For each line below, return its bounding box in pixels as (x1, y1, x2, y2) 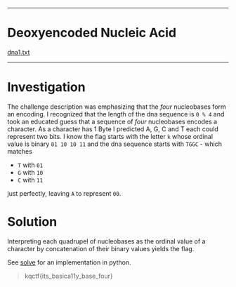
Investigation (7, 79, 86, 95)
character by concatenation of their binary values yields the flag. (7, 244, 195, 253)
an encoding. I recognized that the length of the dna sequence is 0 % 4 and (7, 109, 225, 118)
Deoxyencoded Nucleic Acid (7, 25, 177, 41)
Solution (7, 214, 58, 230)
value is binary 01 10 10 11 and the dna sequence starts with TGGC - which (7, 140, 223, 148)
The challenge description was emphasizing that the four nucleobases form (7, 102, 226, 111)
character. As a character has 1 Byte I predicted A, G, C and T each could (7, 124, 219, 133)
